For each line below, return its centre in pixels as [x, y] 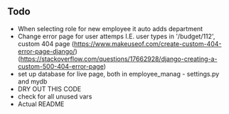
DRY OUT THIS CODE [49, 89]
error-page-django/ [46, 51]
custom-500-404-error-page [61, 66]
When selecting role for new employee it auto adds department [110, 28]
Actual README [41, 104]
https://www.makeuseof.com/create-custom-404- [148, 44]
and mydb [32, 81]
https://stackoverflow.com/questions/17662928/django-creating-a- [119, 59]
